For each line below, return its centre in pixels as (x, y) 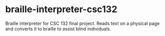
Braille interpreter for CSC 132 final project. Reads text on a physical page (82, 23)
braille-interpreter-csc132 (61, 9)
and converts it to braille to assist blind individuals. (58, 28)
